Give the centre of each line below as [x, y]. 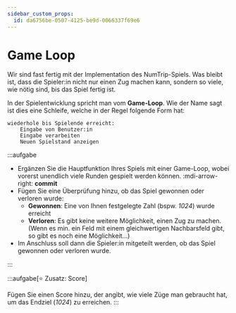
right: [25, 184]
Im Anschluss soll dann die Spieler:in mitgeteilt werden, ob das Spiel [117, 243]
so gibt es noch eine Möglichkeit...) [79, 236]
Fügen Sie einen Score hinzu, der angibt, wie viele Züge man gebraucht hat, [117, 295]
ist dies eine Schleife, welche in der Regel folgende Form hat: [96, 110]
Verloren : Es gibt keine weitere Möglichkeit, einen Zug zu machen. [125, 221]
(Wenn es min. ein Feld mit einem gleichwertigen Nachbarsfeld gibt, [126, 229]
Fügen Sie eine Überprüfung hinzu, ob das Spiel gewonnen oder [111, 191]
